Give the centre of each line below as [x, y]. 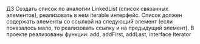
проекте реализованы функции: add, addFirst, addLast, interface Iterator [99, 34]
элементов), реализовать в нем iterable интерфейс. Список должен [94, 15]
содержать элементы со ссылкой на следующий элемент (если [90, 21]
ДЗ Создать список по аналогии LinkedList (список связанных [88, 9]
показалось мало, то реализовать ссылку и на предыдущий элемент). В [100, 28]
